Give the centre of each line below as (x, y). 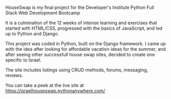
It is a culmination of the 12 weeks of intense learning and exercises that (81, 23)
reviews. (14, 75)
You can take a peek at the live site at (45, 85)
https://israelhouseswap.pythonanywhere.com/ (55, 91)
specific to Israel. (24, 60)
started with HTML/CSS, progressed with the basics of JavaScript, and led (84, 28)
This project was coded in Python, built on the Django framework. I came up (86, 44)
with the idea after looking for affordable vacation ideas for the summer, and (86, 49)
